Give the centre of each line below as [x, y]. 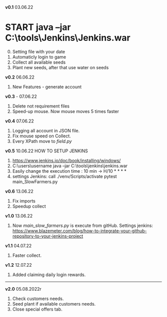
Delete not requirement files [41, 106]
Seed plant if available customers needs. [54, 304]
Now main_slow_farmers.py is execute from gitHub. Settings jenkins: [83, 225]
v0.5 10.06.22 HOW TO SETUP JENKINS [47, 151]
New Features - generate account [47, 87]
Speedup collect [29, 206]
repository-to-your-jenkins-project [48, 236]
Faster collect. [27, 255]
